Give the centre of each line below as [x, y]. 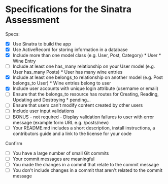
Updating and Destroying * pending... [52, 100]
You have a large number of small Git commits [61, 153]
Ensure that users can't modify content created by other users [78, 105]
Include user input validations [43, 111]
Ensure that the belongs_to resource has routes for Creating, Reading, [86, 94]
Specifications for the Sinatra [69, 9]
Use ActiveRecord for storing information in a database [70, 50]
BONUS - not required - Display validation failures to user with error [83, 117]
